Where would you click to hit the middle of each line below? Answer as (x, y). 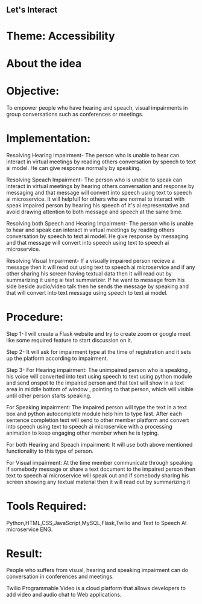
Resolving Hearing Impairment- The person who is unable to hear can (93, 155)
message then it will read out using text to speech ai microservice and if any (101, 267)
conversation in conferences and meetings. (60, 577)
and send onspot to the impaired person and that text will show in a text (95, 383)
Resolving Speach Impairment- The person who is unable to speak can (94, 180)
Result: (24, 553)
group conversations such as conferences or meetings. (75, 114)
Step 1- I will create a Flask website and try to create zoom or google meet (99, 333)
